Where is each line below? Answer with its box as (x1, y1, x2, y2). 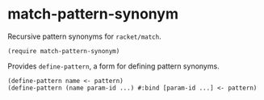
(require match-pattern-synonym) (7, 47, 120, 55)
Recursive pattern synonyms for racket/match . (7, 31, 162, 41)
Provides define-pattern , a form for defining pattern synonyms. (7, 61, 220, 71)
